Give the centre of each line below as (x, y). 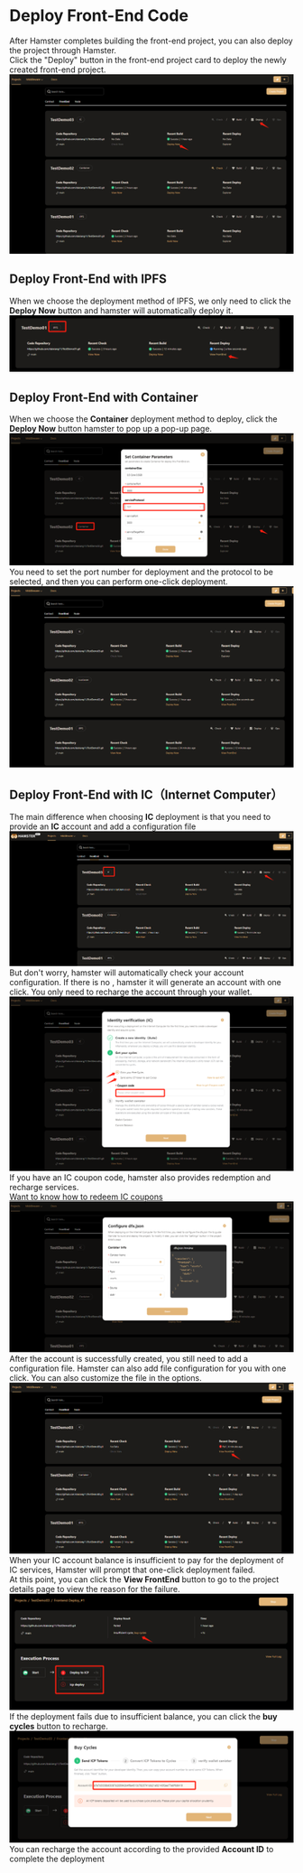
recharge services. (44, 1187)
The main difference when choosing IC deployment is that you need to (140, 817)
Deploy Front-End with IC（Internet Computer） (146, 795)
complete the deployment (57, 1859)
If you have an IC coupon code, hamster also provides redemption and (140, 1177)
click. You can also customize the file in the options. (106, 1378)
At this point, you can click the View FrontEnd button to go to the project (144, 1579)
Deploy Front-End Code (99, 16)
